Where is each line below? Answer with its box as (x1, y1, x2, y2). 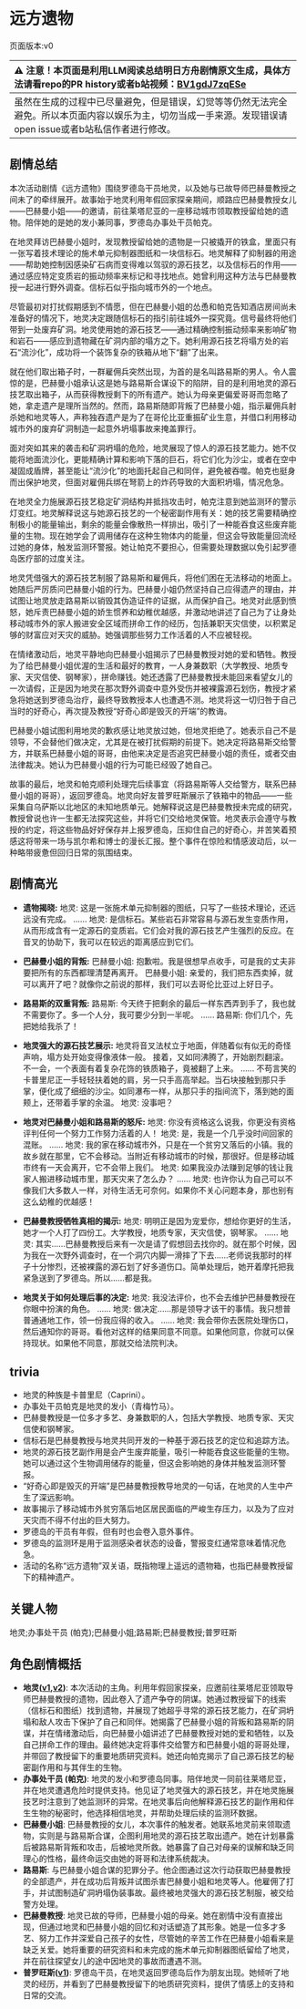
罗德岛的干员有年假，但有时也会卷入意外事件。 (22, 1526, 199, 1537)
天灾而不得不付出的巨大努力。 (22, 1515, 135, 1526)
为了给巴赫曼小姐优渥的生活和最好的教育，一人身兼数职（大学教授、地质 (9, 660, 280, 671)
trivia (9, 1364, 40, 1379)
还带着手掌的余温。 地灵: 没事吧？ (46, 1097, 174, 1108)
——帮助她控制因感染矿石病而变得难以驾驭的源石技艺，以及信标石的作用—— (9, 259, 297, 270)
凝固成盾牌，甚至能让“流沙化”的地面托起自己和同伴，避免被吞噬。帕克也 (9, 465, 280, 476)
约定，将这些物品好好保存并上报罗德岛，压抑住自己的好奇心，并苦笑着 (25, 824, 289, 835)
